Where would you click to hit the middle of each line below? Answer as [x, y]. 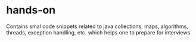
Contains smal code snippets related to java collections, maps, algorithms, [97, 26]
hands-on [31, 10]
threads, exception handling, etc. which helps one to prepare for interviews [98, 32]
